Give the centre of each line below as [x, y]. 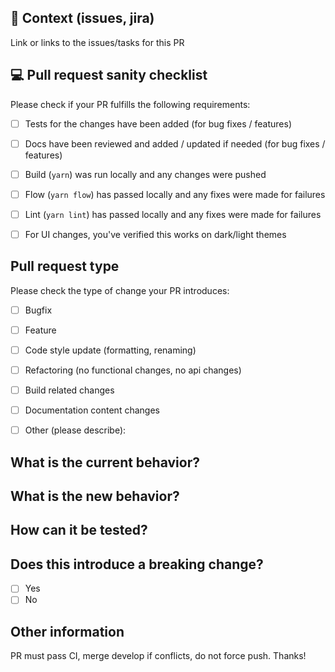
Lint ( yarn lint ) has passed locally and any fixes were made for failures [173, 214]
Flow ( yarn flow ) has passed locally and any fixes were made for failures [175, 194]
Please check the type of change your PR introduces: [120, 290]
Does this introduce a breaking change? [137, 564]
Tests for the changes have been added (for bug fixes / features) [158, 123]
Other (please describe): [75, 430]
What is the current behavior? [105, 462]
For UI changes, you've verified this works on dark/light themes [155, 234]
